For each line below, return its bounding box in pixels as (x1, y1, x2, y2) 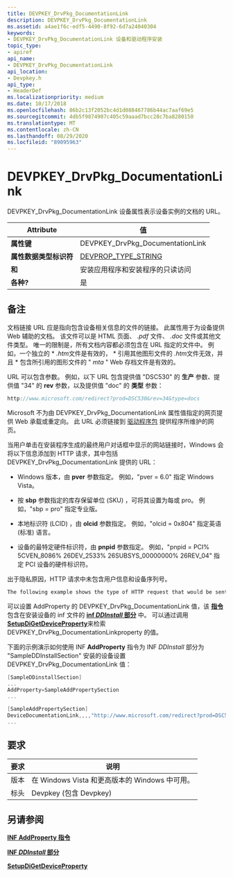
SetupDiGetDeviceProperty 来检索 (7, 619, 106, 628)
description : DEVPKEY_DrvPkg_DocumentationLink (7, 17, 148, 24)
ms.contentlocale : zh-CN (7, 126, 79, 133)
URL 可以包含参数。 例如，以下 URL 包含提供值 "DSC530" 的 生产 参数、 (7, 372, 214, 381)
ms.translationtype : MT (7, 119, 76, 127)
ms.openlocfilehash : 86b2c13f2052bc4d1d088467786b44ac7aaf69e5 (7, 107, 194, 114)
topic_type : (7, 42, 42, 49)
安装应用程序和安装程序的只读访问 (80, 265, 192, 274)
